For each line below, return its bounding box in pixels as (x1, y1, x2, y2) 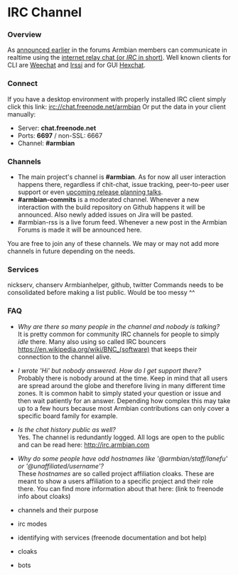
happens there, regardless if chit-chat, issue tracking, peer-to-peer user (17, 181, 229, 189)
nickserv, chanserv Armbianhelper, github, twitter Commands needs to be (7, 281, 224, 289)
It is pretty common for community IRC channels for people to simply (17, 330, 220, 338)
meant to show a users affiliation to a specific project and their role (17, 477, 214, 485)
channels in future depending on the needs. (7, 247, 136, 256)
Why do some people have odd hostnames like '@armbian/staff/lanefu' (17, 454, 228, 463)
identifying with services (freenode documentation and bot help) (17, 533, 207, 542)
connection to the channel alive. (17, 353, 112, 361)
